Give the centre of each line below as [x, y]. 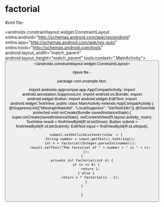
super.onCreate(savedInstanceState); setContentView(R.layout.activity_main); [82, 117]
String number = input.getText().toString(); [90, 139]
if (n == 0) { [86, 165]
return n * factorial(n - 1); [90, 177]
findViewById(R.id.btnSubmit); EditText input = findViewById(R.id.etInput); [82, 126]
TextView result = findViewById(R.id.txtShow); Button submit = [82, 121]
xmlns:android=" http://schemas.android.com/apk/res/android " [68, 37]
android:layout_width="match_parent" [43, 53]
